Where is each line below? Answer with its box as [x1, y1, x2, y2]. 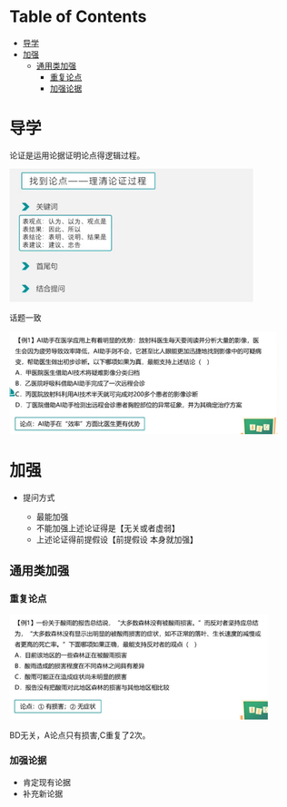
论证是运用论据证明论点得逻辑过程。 [9, 150, 145, 161]
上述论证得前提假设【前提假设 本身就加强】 [35, 534, 198, 545]
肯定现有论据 [22, 776, 71, 787]
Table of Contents [9, 6, 147, 27]
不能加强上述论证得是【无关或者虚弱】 [35, 522, 180, 533]
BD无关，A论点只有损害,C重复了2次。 [9, 729, 151, 741]
